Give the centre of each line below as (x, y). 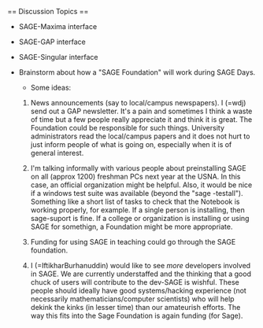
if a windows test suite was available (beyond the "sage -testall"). (137, 193)
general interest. (57, 153)
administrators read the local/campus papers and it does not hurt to (140, 136)
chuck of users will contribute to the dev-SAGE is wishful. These (135, 282)
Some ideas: (51, 87)
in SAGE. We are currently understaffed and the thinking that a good (141, 274)
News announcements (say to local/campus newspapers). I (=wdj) (138, 103)
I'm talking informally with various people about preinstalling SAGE (138, 168)
